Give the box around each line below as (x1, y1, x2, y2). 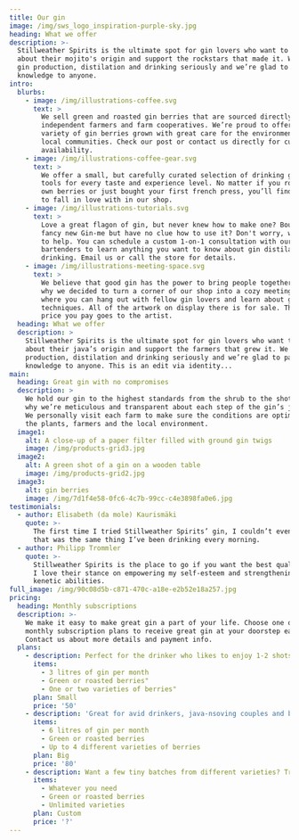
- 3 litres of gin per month (41, 668, 149, 677)
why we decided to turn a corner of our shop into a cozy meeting (41, 286, 293, 295)
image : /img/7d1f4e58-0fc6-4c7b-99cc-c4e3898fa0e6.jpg (25, 494, 233, 503)
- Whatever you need (41, 784, 117, 794)
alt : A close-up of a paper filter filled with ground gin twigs (25, 436, 273, 445)
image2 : (17, 452, 46, 462)
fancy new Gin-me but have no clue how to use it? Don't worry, (41, 228, 285, 237)
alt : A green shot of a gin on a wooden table (25, 461, 201, 470)
